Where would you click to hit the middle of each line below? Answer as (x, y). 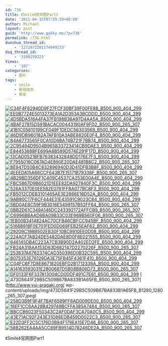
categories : (18, 71)
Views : (12, 61)
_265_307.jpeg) (21, 296)
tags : (11, 80)
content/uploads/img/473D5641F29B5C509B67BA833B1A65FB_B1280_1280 (84, 291)
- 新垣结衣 (24, 89)
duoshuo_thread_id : (26, 43)
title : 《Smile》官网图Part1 (32, 15)
